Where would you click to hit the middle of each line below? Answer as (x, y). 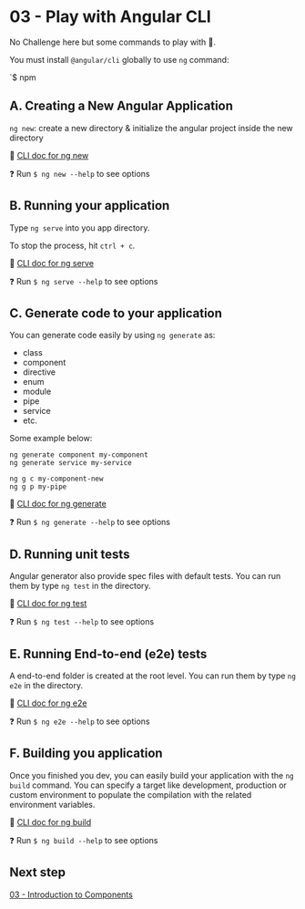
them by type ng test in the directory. (81, 586)
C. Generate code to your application (116, 313)
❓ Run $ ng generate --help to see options (90, 522)
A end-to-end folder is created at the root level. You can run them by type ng (152, 676)
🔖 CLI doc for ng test (48, 604)
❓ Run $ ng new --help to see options (80, 173)
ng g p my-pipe (38, 487)
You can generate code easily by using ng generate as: (112, 336)
